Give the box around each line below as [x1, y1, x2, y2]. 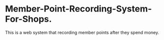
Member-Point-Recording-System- [5, 3, 152, 14]
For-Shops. [5, 13, 52, 25]
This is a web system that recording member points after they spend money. [5, 29, 160, 35]
